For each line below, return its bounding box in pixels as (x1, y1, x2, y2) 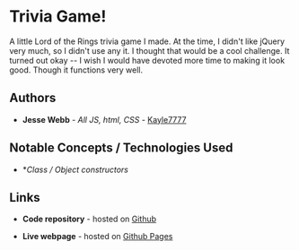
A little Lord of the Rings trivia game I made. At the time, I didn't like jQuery (9, 36, 286, 47)
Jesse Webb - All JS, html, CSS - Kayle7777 (22, 114, 187, 125)
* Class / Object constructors (22, 164, 128, 175)
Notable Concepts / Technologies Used (9, 141, 233, 156)
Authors (9, 91, 57, 106)
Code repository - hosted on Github (22, 213, 157, 225)
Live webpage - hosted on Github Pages (22, 231, 173, 242)
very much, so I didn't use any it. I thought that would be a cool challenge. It (9, 45, 290, 56)
